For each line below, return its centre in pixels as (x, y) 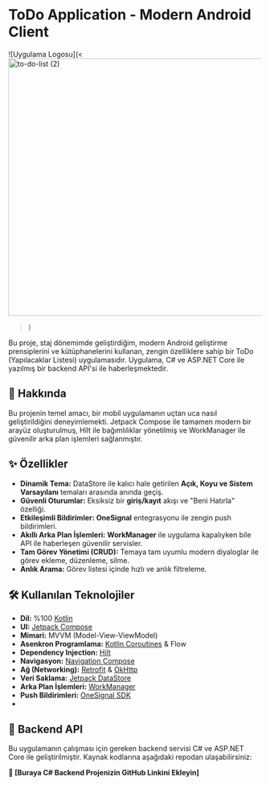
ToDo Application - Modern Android (130, 15)
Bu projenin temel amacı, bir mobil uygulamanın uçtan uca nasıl (113, 413)
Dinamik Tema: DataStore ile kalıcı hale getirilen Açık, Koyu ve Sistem (136, 483)
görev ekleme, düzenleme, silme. (75, 560)
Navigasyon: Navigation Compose (77, 661)
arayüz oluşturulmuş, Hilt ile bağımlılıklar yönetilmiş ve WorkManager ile (127, 430)
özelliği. (33, 509)
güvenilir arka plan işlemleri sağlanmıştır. (76, 438)
